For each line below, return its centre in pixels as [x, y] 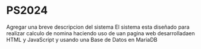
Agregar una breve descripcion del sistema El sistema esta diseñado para [98, 27]
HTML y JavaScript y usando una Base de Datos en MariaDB [82, 39]
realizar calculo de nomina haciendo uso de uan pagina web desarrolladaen [101, 33]
